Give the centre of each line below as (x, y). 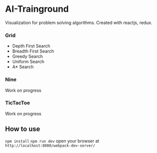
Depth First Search (31, 46)
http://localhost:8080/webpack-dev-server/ (50, 146)
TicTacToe (18, 103)
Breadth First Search (33, 51)
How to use (23, 129)
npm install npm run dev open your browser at (52, 141)
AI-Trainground (37, 9)
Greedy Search (27, 56)
